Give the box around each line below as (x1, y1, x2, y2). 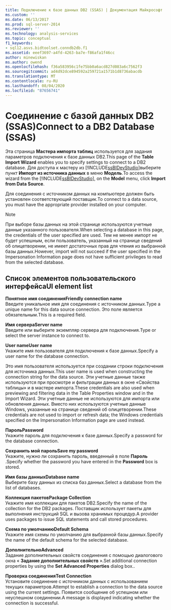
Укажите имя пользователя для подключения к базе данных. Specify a (5, 348, 158, 354)
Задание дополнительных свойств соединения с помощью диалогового (5, 552, 163, 559)
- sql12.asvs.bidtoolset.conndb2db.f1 (5, 45, 88, 50)
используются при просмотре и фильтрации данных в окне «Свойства (5, 379, 160, 385)
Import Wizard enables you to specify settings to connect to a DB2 (5, 159, 146, 166)
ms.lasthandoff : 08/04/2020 (5, 83, 65, 88)
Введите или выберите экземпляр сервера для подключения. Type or (5, 327, 156, 333)
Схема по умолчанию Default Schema (5, 526, 89, 533)
